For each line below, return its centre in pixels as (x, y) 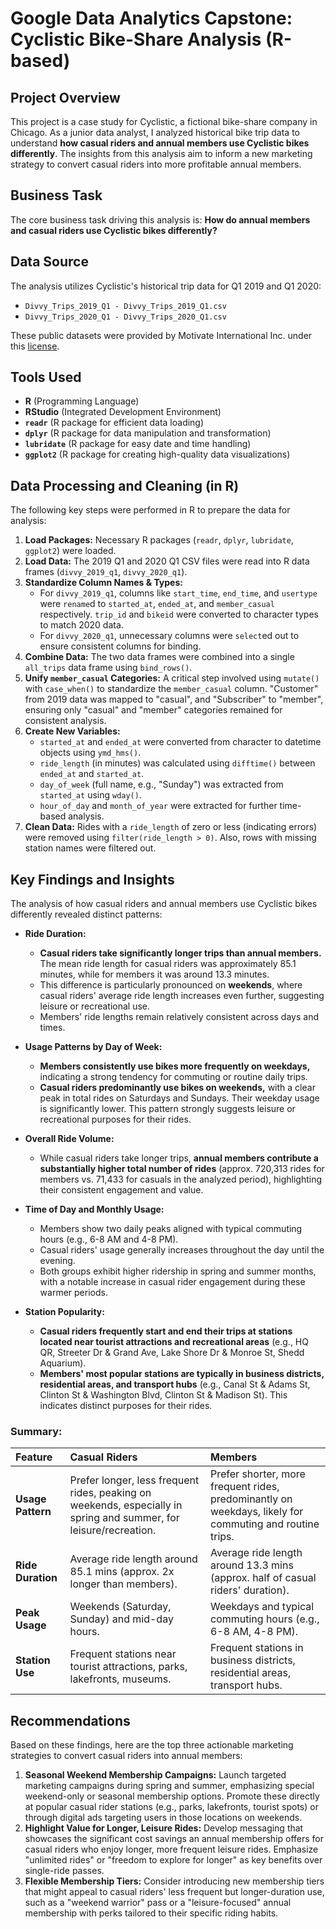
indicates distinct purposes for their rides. (126, 1406)
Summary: (36, 1431)
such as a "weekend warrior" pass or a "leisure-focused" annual (158, 1903)
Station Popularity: (64, 1312)
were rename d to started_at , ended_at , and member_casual (157, 604)
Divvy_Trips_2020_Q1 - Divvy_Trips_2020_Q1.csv (125, 317)
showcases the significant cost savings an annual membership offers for (174, 1839)
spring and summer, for (124, 1518)
